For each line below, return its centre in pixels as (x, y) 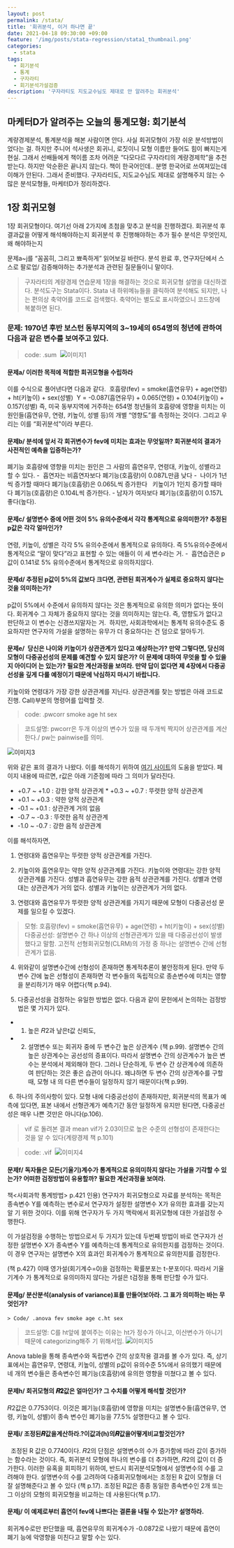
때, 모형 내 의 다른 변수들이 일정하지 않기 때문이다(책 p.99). (108, 1082)
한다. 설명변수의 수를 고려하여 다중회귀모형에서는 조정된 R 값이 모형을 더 (124, 1477)
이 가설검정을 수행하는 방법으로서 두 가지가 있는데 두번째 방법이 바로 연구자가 (112, 1236)
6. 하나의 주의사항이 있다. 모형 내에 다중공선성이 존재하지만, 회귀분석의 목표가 (114, 1097)
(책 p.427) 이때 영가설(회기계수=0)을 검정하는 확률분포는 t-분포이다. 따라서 (109, 1268)
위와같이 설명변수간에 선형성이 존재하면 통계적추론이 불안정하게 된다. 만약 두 (121, 967)
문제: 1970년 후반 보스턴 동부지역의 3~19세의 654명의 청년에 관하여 (115, 328)
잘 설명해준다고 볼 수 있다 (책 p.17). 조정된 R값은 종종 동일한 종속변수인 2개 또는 (115, 1485)
